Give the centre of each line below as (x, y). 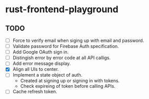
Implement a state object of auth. (47, 75)
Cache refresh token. (35, 92)
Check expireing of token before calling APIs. (68, 86)
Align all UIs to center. (36, 69)
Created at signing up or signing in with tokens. (70, 81)
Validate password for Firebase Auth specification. (66, 46)
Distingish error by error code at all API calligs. (61, 58)
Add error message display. (42, 64)
